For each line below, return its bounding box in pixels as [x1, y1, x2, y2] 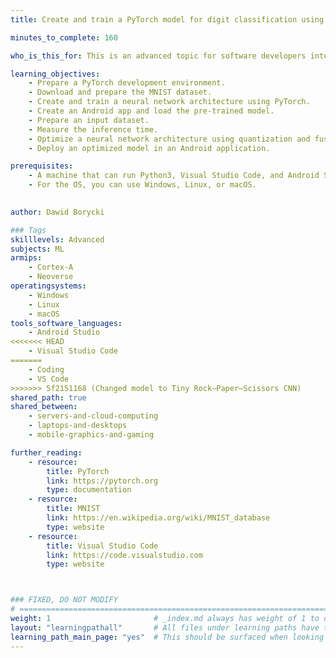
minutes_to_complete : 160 [10, 32, 118, 43]
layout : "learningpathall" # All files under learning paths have [10, 622, 320, 633]
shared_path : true [10, 392, 87, 403]
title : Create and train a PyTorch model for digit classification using [10, 14, 325, 25]
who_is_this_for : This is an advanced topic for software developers [10, 51, 307, 61]
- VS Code [28, 374, 70, 384]
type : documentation [46, 485, 132, 495]
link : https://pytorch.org [46, 476, 159, 486]
